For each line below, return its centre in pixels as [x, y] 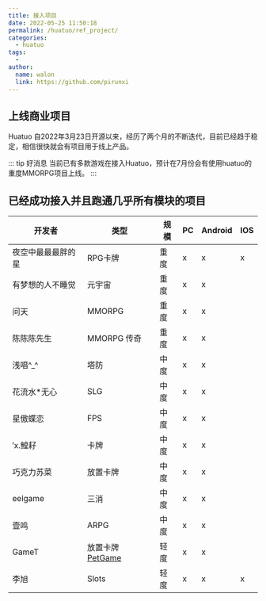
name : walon [35, 75]
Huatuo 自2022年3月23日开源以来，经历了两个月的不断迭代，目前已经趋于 [130, 136]
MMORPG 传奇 [114, 339]
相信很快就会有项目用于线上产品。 [77, 147]
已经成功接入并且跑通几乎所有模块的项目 [107, 200]
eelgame [28, 499]
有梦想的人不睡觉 [44, 285]
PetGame [104, 558]
